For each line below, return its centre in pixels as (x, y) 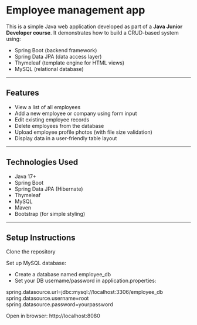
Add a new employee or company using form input (76, 113)
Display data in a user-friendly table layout (66, 138)
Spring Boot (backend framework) (56, 50)
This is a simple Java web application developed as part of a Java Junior (94, 26)
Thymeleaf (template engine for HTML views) (69, 63)
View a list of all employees (47, 107)
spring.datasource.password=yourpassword (60, 304)
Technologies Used (42, 162)
